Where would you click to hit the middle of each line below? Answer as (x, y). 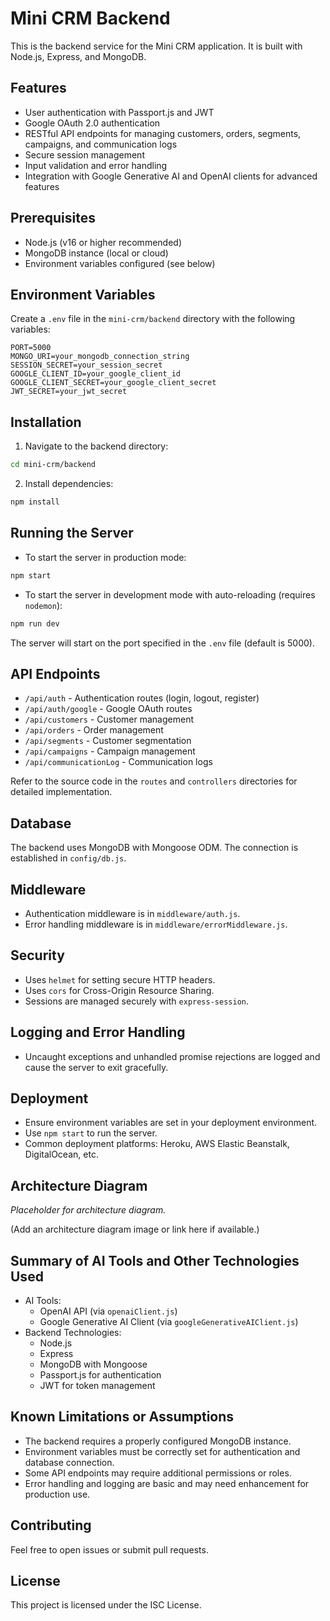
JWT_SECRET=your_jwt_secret (69, 392)
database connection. (69, 1462)
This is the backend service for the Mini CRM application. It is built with (156, 46)
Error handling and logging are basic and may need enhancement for (167, 1483)
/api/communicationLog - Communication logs (118, 762)
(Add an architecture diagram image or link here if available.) (135, 1229)
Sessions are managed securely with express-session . (136, 1001)
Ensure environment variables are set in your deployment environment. (171, 1123)
